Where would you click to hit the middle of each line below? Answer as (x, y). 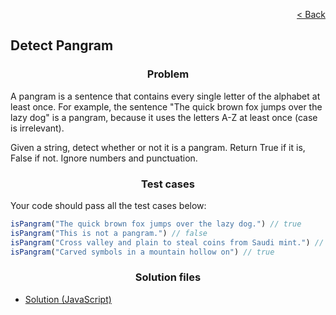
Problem (168, 74)
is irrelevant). (37, 128)
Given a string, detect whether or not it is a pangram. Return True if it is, (158, 147)
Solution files (168, 277)
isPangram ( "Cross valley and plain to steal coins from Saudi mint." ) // (167, 242)
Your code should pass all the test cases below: (108, 205)
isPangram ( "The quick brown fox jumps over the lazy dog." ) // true (156, 224)
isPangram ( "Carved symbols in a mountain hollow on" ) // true (142, 252)
